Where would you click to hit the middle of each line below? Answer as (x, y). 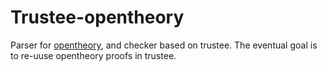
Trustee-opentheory (97, 17)
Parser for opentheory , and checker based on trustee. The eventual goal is (164, 45)
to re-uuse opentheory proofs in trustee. (93, 55)
